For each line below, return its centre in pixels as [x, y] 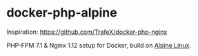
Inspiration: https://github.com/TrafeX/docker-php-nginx [87, 32]
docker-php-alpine [62, 13]
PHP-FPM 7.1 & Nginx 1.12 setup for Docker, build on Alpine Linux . [99, 45]
